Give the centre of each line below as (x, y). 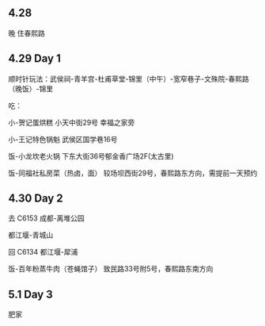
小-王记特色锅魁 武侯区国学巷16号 (63, 139)
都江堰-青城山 (31, 235)
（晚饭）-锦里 (31, 88)
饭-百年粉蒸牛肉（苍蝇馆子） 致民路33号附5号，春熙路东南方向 (111, 269)
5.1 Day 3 (30, 294)
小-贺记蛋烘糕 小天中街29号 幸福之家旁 (72, 122)
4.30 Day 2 (36, 199)
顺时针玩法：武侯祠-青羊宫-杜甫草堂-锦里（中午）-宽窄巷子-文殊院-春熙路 (129, 79)
